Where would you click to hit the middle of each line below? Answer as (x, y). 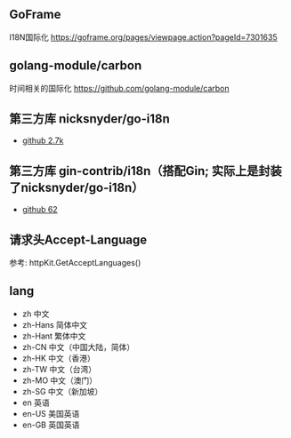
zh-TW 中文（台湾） (59, 369)
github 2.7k (43, 140)
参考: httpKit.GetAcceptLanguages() (75, 263)
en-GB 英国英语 (51, 425)
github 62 (40, 210)
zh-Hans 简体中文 (55, 324)
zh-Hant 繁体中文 (54, 336)
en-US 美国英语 (51, 413)
